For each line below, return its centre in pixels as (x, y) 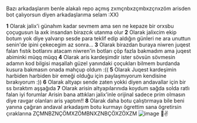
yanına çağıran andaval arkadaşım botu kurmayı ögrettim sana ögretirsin (94, 107)
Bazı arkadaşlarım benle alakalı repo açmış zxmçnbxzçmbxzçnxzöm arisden (98, 8)
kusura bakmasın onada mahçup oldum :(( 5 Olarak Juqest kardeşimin (91, 69)
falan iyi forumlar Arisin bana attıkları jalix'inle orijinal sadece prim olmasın (96, 94)
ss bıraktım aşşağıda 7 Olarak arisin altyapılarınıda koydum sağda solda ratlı (98, 88)
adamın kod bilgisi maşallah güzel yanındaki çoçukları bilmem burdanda (93, 63)
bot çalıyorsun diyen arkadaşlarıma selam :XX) (63, 15)
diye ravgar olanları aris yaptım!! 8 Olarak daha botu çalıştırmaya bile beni (95, 101)
